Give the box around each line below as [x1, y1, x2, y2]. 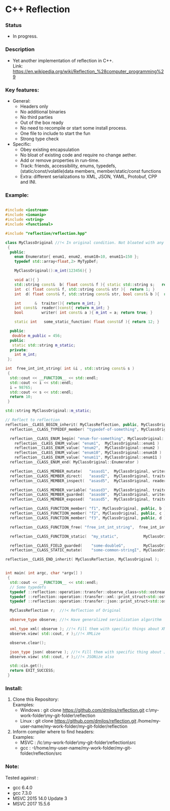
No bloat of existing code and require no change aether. [20, 152, 137, 158]
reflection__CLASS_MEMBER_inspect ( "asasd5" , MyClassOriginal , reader [10, 478, 166, 483]
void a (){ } [14, 277, 39, 283]
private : [10, 347, 28, 353]
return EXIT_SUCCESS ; [10, 668, 56, 673]
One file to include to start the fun [20, 131, 91, 137]
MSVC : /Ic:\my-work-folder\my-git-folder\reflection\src [20, 739, 137, 745]
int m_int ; [14, 352, 37, 357]
